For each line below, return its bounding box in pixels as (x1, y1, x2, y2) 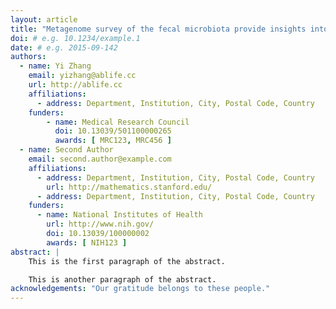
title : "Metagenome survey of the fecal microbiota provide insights (10, 24, 307, 34)
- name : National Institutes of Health (36, 210, 203, 220)
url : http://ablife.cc (28, 80, 123, 90)
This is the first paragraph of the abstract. (28, 256, 226, 266)
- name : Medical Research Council (46, 117, 190, 127)
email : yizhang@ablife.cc (28, 71, 137, 81)
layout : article (10, 14, 78, 25)
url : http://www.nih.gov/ (46, 219, 155, 230)
